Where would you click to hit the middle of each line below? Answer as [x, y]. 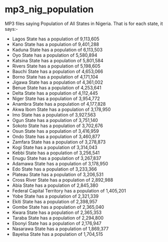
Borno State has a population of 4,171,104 [55, 77]
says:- [11, 29]
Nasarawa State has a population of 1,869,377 [60, 229]
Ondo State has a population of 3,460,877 [56, 136]
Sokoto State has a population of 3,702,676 [58, 126]
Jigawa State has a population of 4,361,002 [58, 82]
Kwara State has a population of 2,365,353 [57, 212]
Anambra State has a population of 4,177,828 [59, 104]
